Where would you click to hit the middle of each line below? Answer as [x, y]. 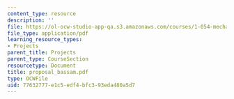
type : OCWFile [28, 78]
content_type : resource [42, 14]
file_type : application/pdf [48, 33]
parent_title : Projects [42, 53]
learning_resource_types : [45, 40]
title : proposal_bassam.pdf [48, 72]
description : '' [31, 20]
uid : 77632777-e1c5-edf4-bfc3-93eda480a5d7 [71, 85]
